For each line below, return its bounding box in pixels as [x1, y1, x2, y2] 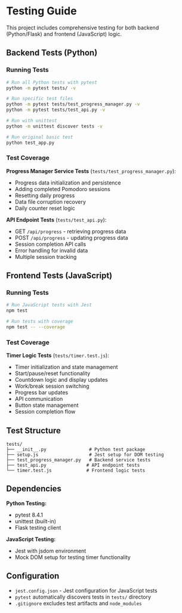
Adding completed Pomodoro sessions [14, 185, 110, 192]
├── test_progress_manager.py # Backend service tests [6, 457, 151, 463]
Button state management [14, 401, 79, 409]
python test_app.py [6, 140, 55, 146]
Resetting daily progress [14, 192, 75, 199]
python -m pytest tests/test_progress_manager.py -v [6, 101, 140, 107]
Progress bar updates [14, 389, 69, 396]
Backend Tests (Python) [6, 48, 98, 58]
